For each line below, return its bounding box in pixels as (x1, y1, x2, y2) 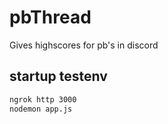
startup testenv (9, 68, 108, 85)
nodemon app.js (9, 104, 73, 114)
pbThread (9, 6, 92, 29)
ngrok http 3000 (9, 94, 77, 105)
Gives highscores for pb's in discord (9, 39, 159, 51)
